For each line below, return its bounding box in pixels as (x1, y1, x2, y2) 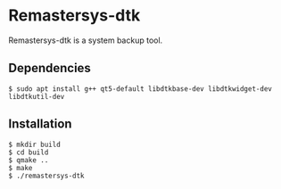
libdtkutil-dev (8, 92, 65, 101)
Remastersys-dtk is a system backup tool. (8, 35, 163, 45)
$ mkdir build (8, 140, 62, 149)
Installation (8, 117, 72, 132)
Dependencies (8, 61, 91, 76)
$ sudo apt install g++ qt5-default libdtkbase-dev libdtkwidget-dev (8, 84, 273, 94)
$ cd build (8, 148, 49, 157)
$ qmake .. (8, 155, 49, 165)
